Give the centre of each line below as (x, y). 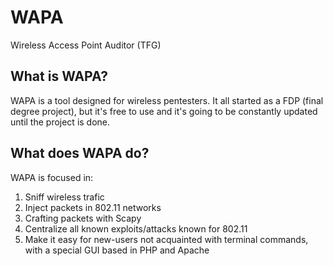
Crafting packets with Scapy (83, 218)
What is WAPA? (59, 76)
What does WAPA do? (80, 153)
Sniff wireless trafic (64, 197)
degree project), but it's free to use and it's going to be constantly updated (164, 111)
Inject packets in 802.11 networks (93, 207)
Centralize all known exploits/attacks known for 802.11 (136, 228)
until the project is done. (60, 122)
